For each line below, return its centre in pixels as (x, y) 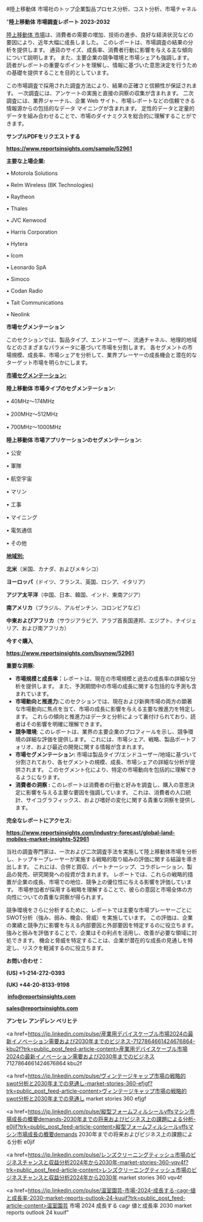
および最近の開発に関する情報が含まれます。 (92, 747)
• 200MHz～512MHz (32, 414)
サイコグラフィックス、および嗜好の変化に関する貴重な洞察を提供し (111, 800)
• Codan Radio (25, 291)
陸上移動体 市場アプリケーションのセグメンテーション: (74, 440)
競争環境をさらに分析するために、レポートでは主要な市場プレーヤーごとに (99, 910)
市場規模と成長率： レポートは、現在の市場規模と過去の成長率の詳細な (103, 678)
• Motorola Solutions (32, 173)
